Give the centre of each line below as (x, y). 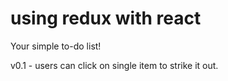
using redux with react (106, 18)
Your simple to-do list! (56, 46)
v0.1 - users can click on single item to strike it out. (114, 65)
